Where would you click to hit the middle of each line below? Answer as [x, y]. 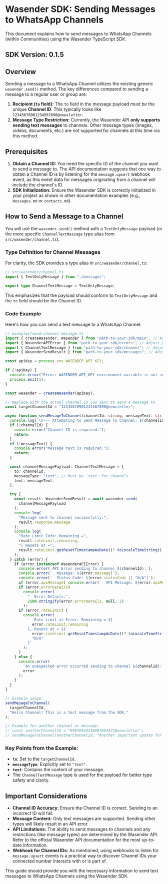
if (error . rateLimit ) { [43, 611]
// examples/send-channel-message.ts [44, 333]
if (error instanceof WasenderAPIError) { [59, 564]
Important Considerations [46, 796]
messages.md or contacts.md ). [42, 200]
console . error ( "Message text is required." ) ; [62, 448]
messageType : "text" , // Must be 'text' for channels [71, 476]
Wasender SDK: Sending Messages [80, 9]
